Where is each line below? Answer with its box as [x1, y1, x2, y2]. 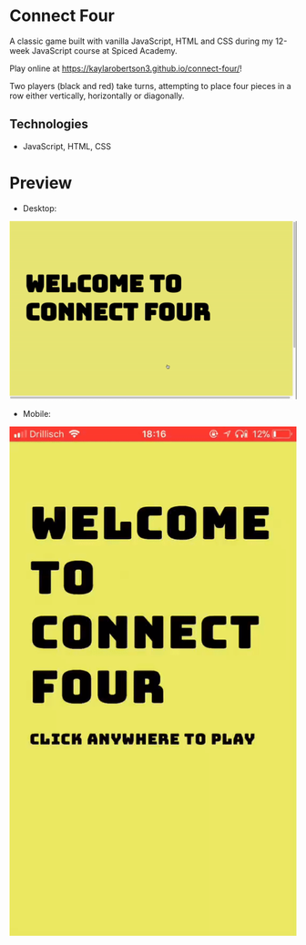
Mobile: [22, 408, 52, 419]
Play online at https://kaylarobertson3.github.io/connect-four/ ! [9, 63, 243, 74]
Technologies [9, 117, 89, 132]
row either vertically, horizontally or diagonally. [9, 90, 185, 101]
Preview [9, 172, 73, 193]
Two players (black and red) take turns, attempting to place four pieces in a [9, 80, 291, 91]
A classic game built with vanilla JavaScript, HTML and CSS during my [9, 36, 273, 46]
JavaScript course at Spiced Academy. [31, 45, 178, 56]
